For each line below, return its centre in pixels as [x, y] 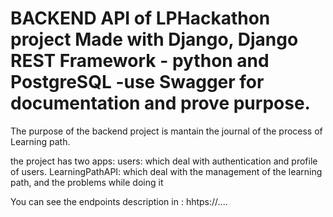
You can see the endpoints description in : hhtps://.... [119, 201]
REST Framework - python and [140, 61]
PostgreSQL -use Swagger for [137, 82]
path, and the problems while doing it [87, 182]
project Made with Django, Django [154, 39]
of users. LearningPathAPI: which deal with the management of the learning [166, 171]
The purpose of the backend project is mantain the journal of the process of [166, 131]
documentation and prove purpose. [160, 103]
